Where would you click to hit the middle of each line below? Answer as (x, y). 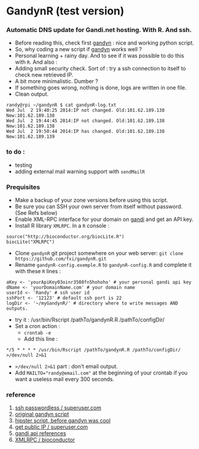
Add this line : (41, 339)
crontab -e (37, 333)
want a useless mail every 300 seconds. (65, 379)
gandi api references (40, 433)
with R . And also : (36, 62)
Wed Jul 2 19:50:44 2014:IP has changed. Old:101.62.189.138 (85, 132)
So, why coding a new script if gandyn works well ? (78, 49)
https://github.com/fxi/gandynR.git (61, 259)
